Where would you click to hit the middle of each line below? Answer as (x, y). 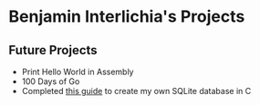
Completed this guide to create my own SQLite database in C (136, 91)
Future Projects (53, 50)
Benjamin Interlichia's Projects (127, 17)
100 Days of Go (51, 81)
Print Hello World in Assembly (78, 72)
